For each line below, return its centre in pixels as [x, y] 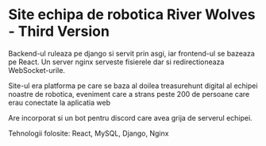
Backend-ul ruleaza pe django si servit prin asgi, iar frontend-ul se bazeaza [132, 53]
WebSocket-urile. [37, 70]
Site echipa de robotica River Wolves [132, 15]
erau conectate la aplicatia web [60, 102]
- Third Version [59, 31]
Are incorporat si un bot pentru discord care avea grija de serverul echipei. [130, 117]
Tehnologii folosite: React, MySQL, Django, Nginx [89, 133]
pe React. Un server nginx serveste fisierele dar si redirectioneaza [116, 62]
